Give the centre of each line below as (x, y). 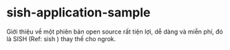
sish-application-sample (79, 13)
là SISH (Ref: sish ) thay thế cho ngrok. (61, 38)
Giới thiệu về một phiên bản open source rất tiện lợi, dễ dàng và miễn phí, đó (115, 32)
